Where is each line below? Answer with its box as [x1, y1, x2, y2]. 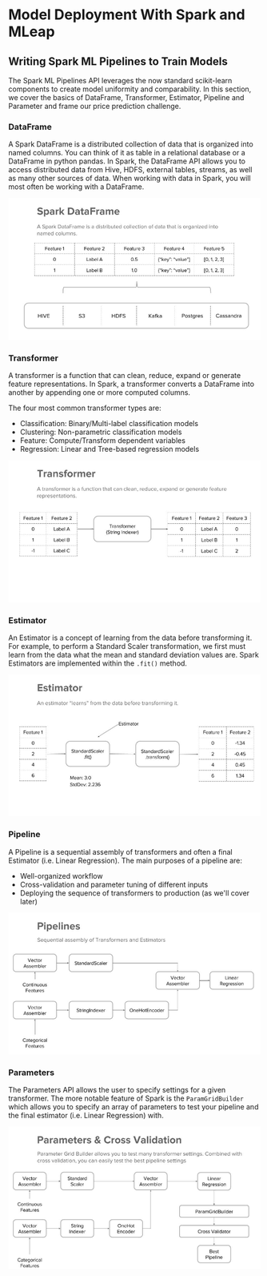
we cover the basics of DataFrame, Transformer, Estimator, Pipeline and [8, 93, 245, 102]
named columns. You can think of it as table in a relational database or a [8, 148, 245, 158]
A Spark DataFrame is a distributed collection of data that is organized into [8, 139, 253, 149]
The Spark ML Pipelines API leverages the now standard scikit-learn [8, 76, 233, 85]
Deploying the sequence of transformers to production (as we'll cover [19, 888, 250, 898]
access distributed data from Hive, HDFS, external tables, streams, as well [8, 165, 253, 175]
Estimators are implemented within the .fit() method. [8, 658, 188, 668]
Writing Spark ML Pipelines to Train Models [8, 54, 228, 68]
